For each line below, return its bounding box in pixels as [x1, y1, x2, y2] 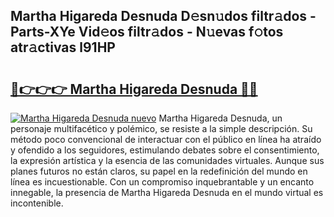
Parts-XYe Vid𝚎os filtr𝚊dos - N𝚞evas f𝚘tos [10, 24, 284, 41]
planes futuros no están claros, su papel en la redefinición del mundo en [10, 165, 308, 177]
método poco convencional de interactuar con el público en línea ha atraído [10, 134, 322, 145]
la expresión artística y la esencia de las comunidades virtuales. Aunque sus [10, 155, 325, 166]
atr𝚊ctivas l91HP [10, 39, 116, 56]
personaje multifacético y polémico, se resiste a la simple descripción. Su [10, 123, 313, 134]
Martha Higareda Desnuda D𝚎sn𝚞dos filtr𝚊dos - [10, 8, 317, 25]
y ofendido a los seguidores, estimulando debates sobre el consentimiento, [10, 144, 320, 156]
